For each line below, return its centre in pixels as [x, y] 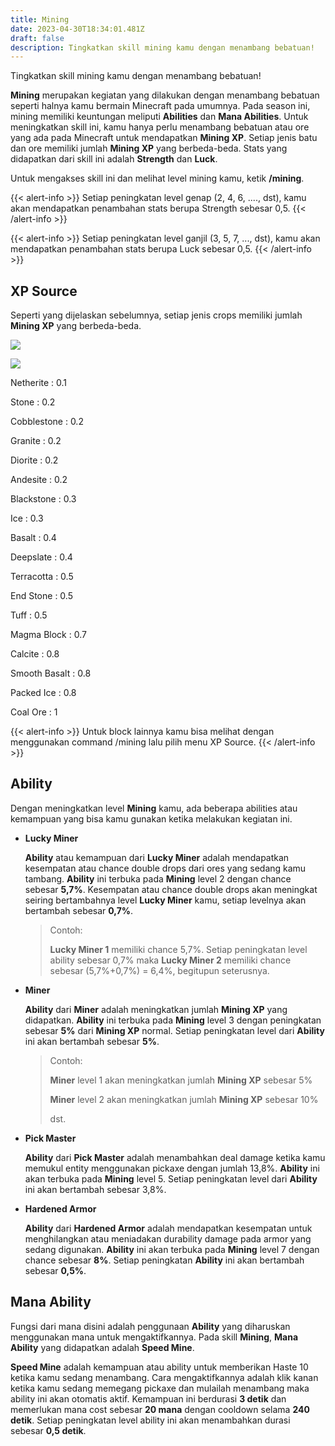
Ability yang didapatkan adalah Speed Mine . [102, 1347]
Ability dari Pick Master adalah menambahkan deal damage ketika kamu [175, 1157]
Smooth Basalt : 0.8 [51, 673]
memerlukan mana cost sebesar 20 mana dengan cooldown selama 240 [160, 1409]
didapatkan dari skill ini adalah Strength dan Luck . [114, 159]
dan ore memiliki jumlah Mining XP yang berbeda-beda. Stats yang [149, 148]
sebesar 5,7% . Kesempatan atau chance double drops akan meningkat [171, 889]
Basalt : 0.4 [33, 538]
